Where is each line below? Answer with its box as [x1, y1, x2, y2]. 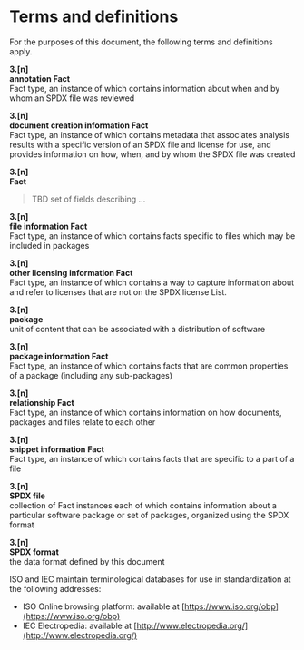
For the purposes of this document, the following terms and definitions [9, 36, 274, 47]
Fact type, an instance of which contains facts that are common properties [9, 360, 289, 371]
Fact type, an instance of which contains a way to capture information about [9, 277, 295, 288]
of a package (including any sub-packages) [9, 369, 173, 380]
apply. [9, 45, 33, 56]
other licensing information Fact [9, 267, 133, 278]
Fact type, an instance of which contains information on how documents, [9, 407, 282, 418]
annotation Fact [9, 73, 71, 84]
